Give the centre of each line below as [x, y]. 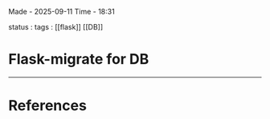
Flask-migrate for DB [79, 59]
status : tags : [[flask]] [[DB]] [56, 27]
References [47, 106]
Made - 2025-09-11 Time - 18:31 [61, 12]
